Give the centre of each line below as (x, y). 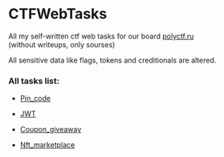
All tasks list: (34, 81)
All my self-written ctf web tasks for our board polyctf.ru (101, 36)
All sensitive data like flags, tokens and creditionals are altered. (112, 60)
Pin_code (35, 99)
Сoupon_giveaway (51, 130)
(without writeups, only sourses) (62, 44)
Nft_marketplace (47, 145)
